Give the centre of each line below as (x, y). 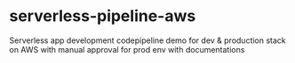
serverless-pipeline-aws (103, 16)
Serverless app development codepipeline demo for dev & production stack (147, 40)
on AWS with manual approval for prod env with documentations (127, 49)
